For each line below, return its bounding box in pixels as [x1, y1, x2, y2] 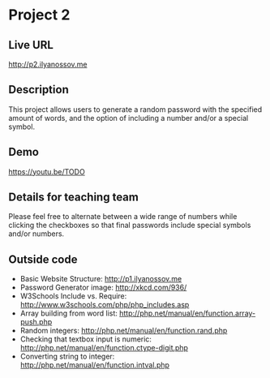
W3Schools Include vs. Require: [19, 291, 127, 301]
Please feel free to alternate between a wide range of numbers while [8, 212, 238, 221]
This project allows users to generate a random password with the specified [8, 104, 263, 114]
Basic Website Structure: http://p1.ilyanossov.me [19, 274, 182, 284]
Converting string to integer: [19, 351, 115, 362]
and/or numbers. [8, 229, 65, 238]
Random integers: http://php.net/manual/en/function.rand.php [19, 326, 228, 336]
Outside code [8, 252, 78, 266]
